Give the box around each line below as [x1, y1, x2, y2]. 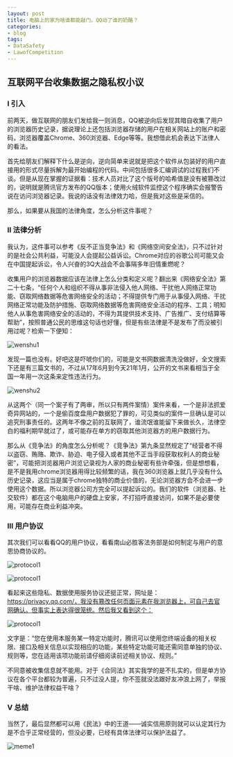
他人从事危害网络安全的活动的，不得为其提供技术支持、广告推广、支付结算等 [7, 309, 226, 317]
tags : [7, 36, 23, 43]
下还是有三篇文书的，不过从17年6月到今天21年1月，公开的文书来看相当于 [7, 363, 214, 372]
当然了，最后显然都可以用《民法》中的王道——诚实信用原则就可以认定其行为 [7, 719, 226, 728]
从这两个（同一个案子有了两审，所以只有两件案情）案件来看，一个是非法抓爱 [7, 400, 226, 408]
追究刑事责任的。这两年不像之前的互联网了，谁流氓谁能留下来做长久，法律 [7, 417, 220, 426]
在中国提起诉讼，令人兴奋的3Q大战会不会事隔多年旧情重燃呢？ [7, 260, 186, 268]
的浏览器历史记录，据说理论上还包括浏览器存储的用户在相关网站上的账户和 [7, 124, 220, 133]
